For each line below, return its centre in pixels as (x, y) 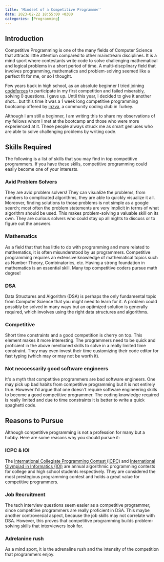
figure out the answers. (29, 224)
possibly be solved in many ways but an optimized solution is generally (76, 307)
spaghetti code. (21, 405)
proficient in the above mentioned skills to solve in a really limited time (76, 346)
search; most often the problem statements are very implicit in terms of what (82, 208)
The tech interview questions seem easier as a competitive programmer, (78, 505)
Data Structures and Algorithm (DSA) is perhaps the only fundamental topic (81, 296)
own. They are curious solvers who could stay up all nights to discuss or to (80, 219)
